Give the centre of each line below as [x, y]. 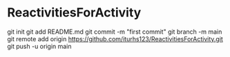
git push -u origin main [39, 46]
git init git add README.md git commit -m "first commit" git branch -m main [115, 32]
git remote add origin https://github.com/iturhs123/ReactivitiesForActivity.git [115, 38]
